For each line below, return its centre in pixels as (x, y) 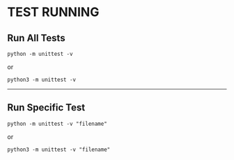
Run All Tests (36, 38)
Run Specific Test (46, 108)
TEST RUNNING (53, 12)
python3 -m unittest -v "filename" (59, 150)
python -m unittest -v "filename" (57, 124)
